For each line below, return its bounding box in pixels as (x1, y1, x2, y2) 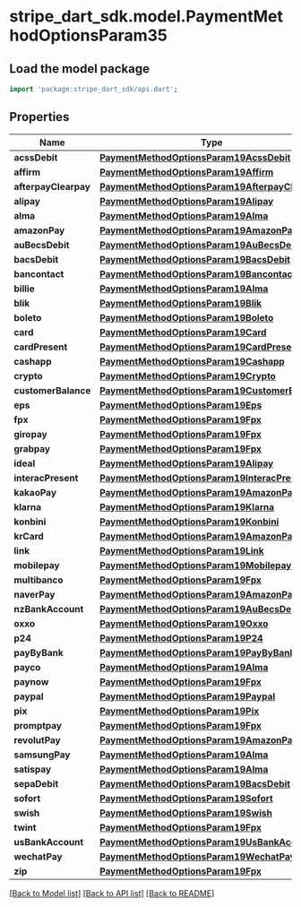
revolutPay (13, 733, 61, 746)
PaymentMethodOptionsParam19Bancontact (99, 267, 297, 280)
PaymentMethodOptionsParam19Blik (99, 297, 262, 309)
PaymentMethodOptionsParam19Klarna (99, 500, 275, 513)
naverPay (13, 588, 56, 600)
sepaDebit (13, 777, 59, 790)
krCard (13, 530, 45, 542)
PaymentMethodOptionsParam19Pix (99, 704, 260, 717)
